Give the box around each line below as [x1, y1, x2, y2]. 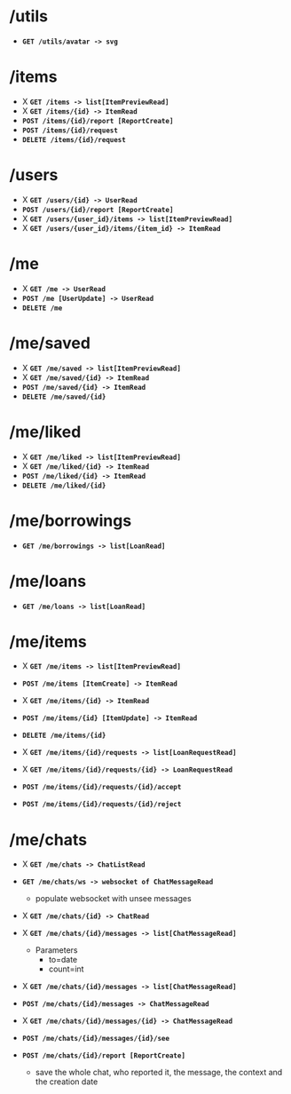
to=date [48, 955, 78, 965]
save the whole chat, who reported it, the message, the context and [35, 1067, 283, 1078]
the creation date [35, 1076, 98, 1087]
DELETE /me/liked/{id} [21, 481, 106, 490]
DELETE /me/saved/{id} [21, 392, 106, 401]
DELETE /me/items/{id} [21, 731, 106, 741]
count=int [48, 963, 84, 974]
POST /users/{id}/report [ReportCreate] [21, 205, 174, 214]
